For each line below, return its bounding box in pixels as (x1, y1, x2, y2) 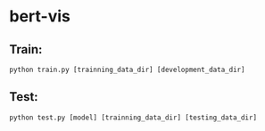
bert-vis (9, 6, 71, 27)
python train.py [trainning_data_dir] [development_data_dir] (9, 65, 245, 74)
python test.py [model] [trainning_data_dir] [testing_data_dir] (9, 113, 257, 122)
